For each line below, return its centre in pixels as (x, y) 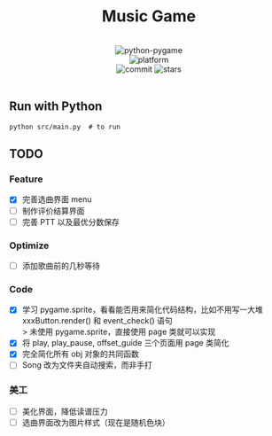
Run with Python (56, 107)
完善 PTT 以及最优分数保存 (70, 222)
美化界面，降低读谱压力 (65, 411)
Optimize (29, 245)
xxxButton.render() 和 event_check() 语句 (97, 321)
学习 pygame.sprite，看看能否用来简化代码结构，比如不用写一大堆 (142, 310)
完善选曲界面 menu (57, 199)
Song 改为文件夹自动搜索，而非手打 (87, 365)
